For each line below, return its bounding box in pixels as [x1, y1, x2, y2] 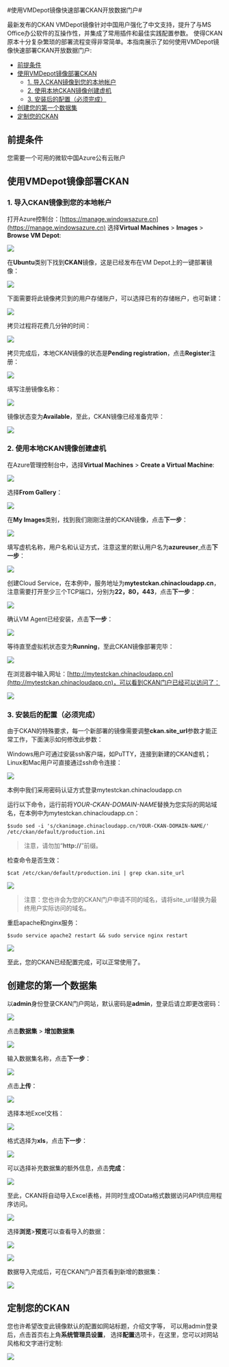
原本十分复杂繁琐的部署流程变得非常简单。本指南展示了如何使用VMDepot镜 [7, 38, 220, 46]
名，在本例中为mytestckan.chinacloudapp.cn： [7, 809, 140, 817]
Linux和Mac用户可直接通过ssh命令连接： [7, 759, 123, 767]
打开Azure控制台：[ [7, 214, 62, 223]
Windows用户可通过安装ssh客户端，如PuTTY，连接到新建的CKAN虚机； [7, 750, 211, 759]
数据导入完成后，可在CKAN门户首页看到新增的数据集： [7, 1267, 162, 1276]
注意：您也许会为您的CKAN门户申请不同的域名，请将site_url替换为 [23, 896, 211, 904]
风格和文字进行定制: [7, 1339, 64, 1347]
